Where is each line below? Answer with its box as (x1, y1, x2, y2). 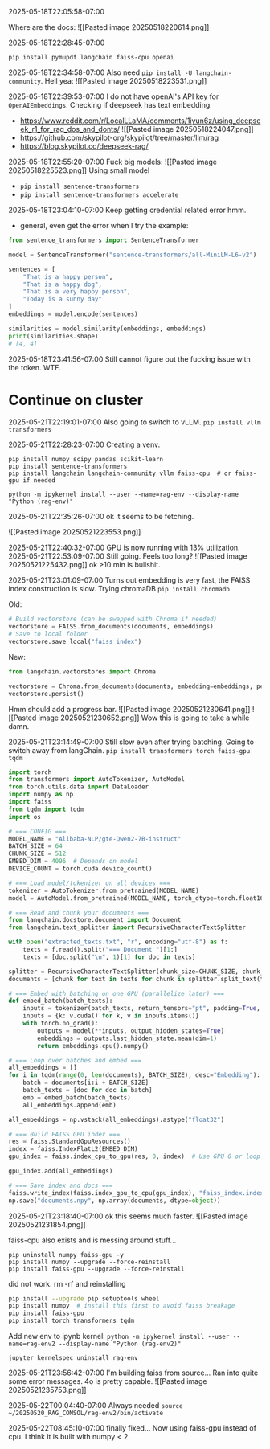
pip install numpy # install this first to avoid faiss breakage (8, 1302, 235, 1310)
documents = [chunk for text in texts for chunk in (8, 975, 185, 983)
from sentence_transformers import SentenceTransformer (8, 236, 199, 244)
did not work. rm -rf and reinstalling (8, 1279, 126, 1288)
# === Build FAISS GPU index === (8, 1130, 121, 1138)
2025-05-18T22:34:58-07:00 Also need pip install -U (8, 68, 193, 77)
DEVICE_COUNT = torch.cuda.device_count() (8, 865, 153, 873)
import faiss (8, 798, 52, 806)
